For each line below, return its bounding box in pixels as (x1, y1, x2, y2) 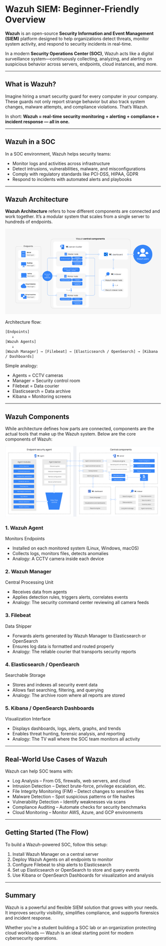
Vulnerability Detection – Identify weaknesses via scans (12, 799, 126, 805)
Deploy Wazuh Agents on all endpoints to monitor (12, 856, 114, 862)
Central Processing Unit (5, 579, 53, 585)
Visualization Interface (5, 716, 51, 722)
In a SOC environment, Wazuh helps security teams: (5, 151, 111, 157)
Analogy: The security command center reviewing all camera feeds (12, 600, 149, 606)
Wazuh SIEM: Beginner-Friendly (5, 3, 139, 15)
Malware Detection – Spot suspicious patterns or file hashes (12, 793, 135, 799)
